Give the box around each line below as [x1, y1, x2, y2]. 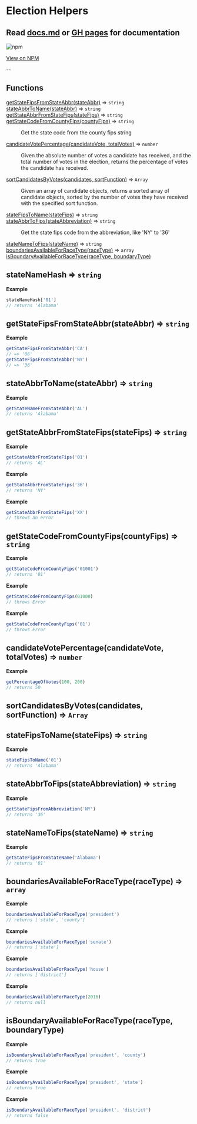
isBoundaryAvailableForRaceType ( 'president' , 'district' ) [6, 1107, 151, 1113]
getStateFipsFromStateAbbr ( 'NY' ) [6, 357, 88, 362]
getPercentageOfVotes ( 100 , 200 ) [6, 679, 85, 685]
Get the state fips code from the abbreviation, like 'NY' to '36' [21, 229, 170, 236]
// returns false [6, 1113, 49, 1119]
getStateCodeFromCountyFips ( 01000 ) [6, 594, 94, 599]
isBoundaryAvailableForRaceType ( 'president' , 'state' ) [6, 1080, 143, 1086]
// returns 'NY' [6, 487, 46, 493]
